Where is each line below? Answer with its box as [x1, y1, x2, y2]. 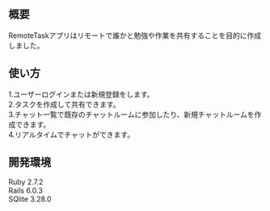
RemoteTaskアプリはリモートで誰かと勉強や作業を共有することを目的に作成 [8, 31, 262, 40]
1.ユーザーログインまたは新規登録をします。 [8, 89, 155, 99]
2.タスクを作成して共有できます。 [8, 99, 120, 109]
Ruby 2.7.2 [8, 177, 44, 187]
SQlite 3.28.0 [8, 194, 52, 204]
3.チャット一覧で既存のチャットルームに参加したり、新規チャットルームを [8, 110, 255, 119]
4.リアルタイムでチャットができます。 [8, 130, 135, 139]
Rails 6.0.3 [8, 186, 43, 196]
